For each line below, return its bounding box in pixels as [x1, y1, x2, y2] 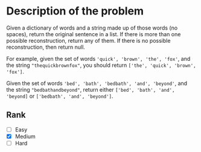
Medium [14, 133, 36, 140]
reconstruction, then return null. [6, 43, 86, 51]
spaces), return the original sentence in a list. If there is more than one [6, 30, 181, 37]
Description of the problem [6, 4, 144, 18]
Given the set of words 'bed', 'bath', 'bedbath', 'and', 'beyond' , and [6, 80, 188, 87]
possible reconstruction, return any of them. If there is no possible [6, 37, 171, 44]
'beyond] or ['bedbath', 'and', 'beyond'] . [6, 92, 113, 100]
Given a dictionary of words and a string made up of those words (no [6, 24, 178, 31]
